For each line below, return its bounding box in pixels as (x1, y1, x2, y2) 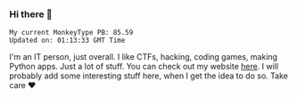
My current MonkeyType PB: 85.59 (9, 29, 134, 37)
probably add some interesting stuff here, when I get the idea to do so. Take (9, 70, 288, 81)
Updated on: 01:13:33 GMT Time (9, 36, 126, 45)
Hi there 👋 (9, 8, 54, 20)
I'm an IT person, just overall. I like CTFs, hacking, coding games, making (9, 52, 278, 62)
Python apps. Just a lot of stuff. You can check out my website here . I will (9, 61, 279, 72)
